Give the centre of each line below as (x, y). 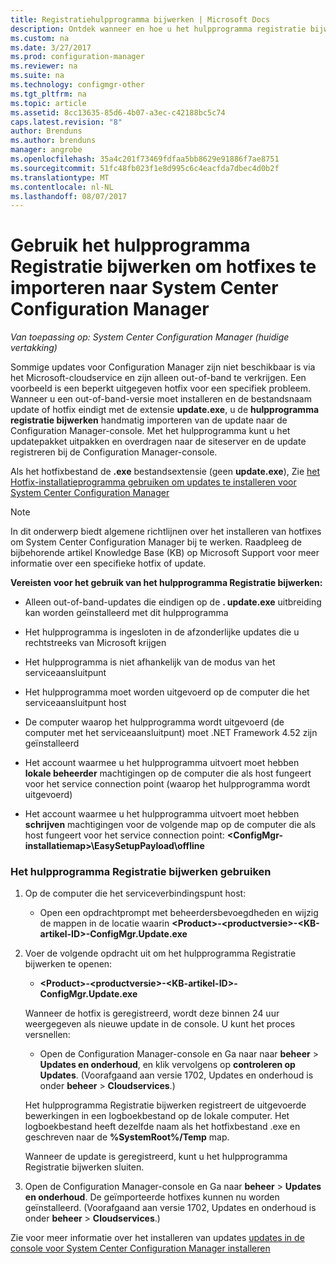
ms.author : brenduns (53, 141)
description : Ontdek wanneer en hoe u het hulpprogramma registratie (158, 29)
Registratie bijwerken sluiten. (84, 1167)
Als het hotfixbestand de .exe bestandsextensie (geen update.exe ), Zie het (165, 472)
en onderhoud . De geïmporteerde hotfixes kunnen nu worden (152, 1197)
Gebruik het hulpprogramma (130, 245)
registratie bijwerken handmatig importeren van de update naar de (149, 420)
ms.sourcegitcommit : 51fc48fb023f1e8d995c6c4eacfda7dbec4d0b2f (145, 168)
